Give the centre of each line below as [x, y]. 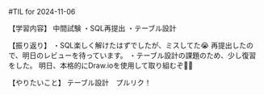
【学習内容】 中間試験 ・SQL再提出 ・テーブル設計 [92, 28]
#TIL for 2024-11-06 [42, 12]
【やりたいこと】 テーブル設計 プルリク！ [80, 83]
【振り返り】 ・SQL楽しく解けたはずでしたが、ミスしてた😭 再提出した [128, 45]
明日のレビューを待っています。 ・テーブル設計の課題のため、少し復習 [139, 55]
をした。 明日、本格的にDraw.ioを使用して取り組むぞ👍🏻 [101, 65]
